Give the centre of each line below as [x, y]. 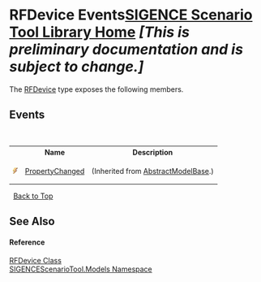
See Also [32, 221]
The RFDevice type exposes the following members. [96, 89]
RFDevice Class [35, 260]
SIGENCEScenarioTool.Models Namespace [81, 269]
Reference [27, 242]
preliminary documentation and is [126, 50]
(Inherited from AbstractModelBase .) [152, 171]
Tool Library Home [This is [99, 32]
